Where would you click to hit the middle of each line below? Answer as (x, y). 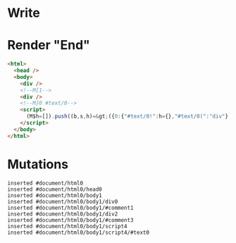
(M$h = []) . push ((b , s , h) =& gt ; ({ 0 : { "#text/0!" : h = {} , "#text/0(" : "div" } (127, 117)
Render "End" (49, 45)
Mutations (38, 164)
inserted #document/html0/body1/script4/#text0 (79, 232)
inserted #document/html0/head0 (55, 189)
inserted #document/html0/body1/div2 (63, 214)
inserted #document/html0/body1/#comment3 (70, 220)
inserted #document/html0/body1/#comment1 (70, 208)
